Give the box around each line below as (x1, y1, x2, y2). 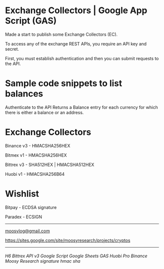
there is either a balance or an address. (5, 109, 84, 115)
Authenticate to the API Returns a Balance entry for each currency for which (5, 104, 158, 110)
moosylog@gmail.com (5, 228, 50, 234)
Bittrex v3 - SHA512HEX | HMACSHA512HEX (5, 162, 94, 167)
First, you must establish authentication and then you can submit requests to (5, 55, 159, 61)
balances (5, 88, 43, 100)
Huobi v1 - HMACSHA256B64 (5, 171, 65, 177)
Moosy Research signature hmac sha (5, 258, 81, 264)
